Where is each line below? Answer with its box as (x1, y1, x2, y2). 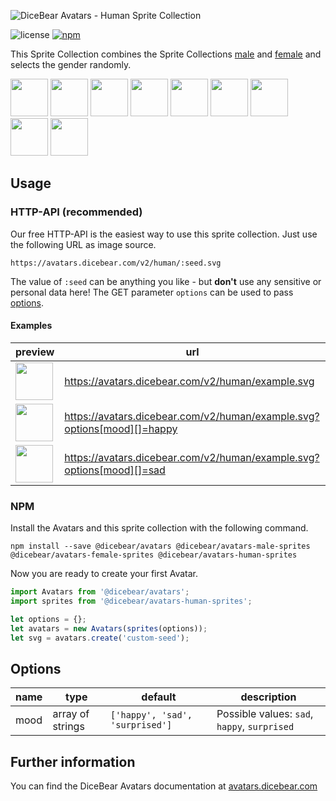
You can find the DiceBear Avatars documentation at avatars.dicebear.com (10, 780, 318, 792)
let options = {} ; (10, 614, 87, 624)
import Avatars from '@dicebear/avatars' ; (10, 587, 190, 597)
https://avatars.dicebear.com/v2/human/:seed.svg (10, 258, 222, 268)
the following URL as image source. (10, 238, 157, 250)
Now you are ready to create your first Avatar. (10, 568, 198, 580)
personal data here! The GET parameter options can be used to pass (10, 286, 294, 298)
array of (52, 707, 90, 721)
